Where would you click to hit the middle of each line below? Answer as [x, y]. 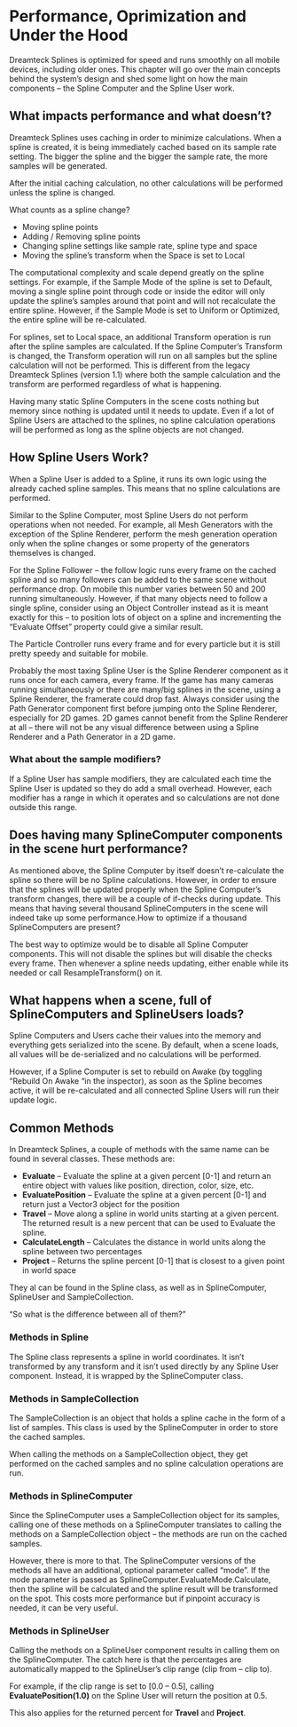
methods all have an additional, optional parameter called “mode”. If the [140, 1571]
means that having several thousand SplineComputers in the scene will [139, 908]
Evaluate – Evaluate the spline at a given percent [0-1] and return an [147, 1176]
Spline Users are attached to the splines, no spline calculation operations [142, 420]
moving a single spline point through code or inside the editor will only [137, 291]
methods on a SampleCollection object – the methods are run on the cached [148, 1534]
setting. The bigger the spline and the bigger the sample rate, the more [139, 156]
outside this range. [43, 807]
